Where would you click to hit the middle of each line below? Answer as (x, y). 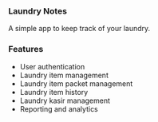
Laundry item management (64, 75)
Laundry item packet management (76, 83)
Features (26, 49)
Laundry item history (54, 92)
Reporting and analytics (59, 108)
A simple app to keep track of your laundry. (79, 29)
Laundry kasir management (65, 100)
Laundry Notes (38, 11)
